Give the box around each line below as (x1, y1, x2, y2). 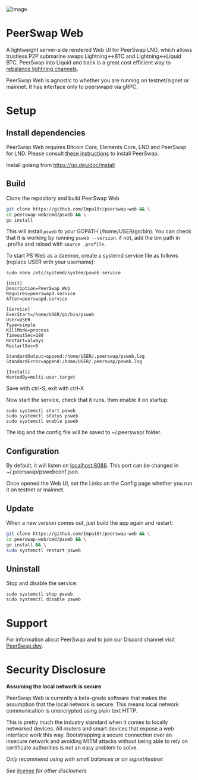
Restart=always (6, 338, 44, 344)
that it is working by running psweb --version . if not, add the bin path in (6, 234, 180, 242)
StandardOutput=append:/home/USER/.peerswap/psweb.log (6, 354, 145, 360)
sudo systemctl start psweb (6, 408, 76, 414)
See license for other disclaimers (6, 767, 87, 775)
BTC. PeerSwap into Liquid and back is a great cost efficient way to (6, 58, 171, 66)
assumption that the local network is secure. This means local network (6, 701, 180, 708)
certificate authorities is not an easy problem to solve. (6, 744, 138, 751)
